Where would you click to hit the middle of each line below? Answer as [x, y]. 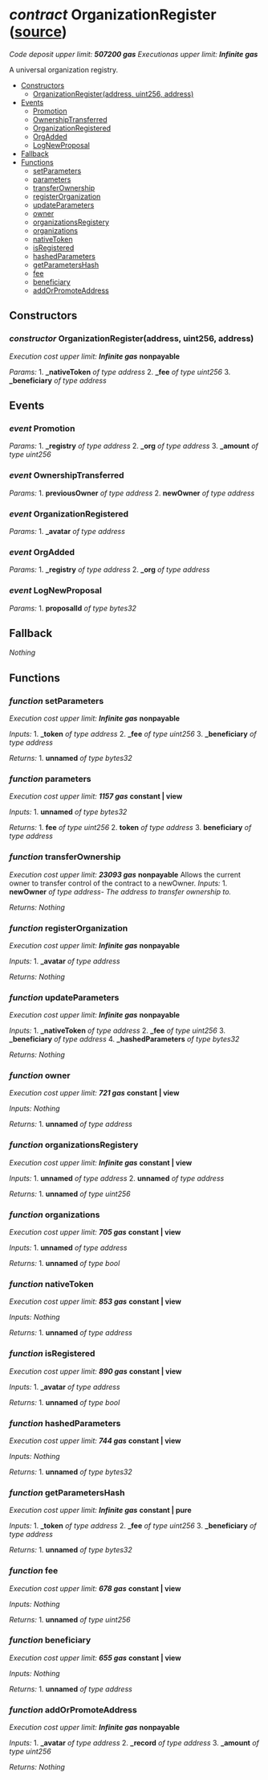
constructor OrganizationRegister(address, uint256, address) [132, 339]
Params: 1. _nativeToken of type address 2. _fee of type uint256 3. [120, 372]
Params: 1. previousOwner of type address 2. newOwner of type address [132, 493]
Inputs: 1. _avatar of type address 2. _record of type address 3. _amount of [134, 1743]
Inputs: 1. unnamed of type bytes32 [68, 812]
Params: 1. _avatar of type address [67, 531]
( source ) [38, 32]
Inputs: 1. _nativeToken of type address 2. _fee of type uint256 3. [118, 1030]
